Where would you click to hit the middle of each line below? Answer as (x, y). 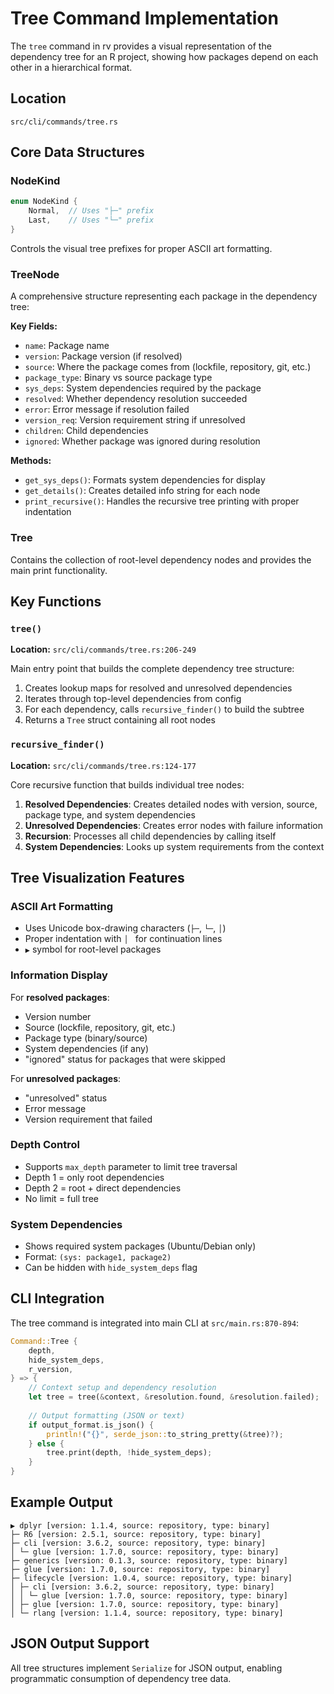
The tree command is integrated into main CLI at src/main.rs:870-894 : (155, 1323)
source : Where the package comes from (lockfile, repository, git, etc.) (168, 367)
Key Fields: (34, 326)
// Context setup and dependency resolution (122, 1388)
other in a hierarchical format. (71, 67)
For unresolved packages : (66, 1078)
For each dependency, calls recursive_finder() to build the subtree (164, 709)
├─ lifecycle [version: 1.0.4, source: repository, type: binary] (151, 1578)
